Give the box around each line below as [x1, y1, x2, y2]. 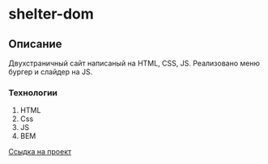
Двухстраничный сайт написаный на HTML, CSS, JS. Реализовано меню [8, 58, 261, 68]
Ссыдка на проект [8, 147, 72, 157]
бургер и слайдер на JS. [8, 67, 93, 77]
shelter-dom [8, 5, 95, 23]
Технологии [8, 86, 58, 98]
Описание [8, 37, 62, 51]
